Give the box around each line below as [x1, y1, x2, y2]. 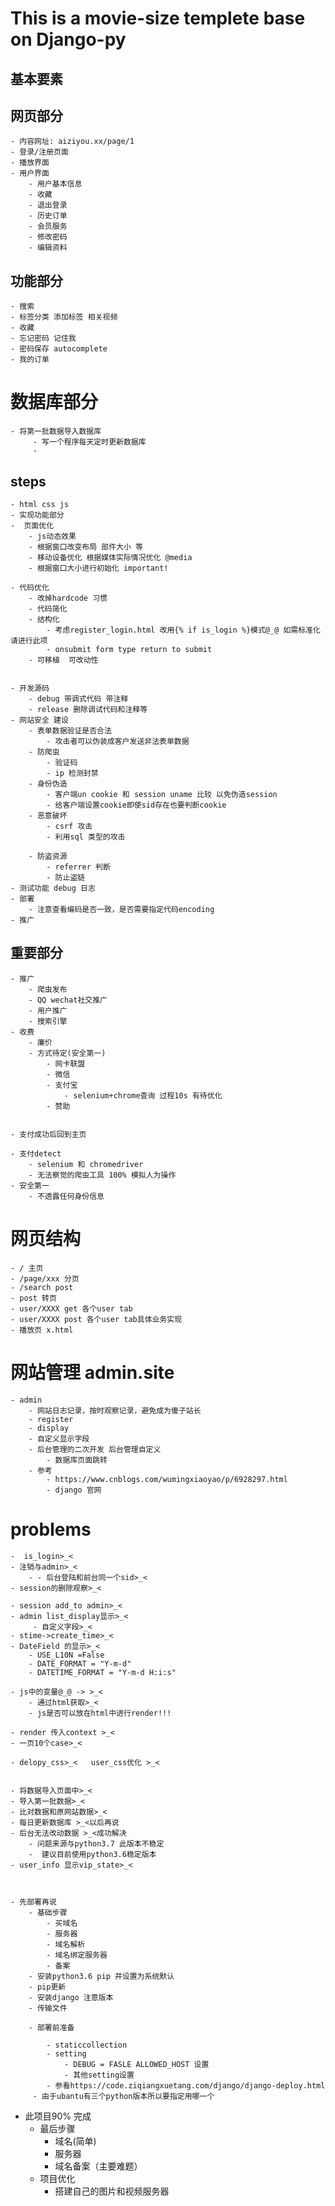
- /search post [10, 1282, 74, 1292]
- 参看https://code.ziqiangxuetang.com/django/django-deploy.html [46, 2080, 326, 2091]
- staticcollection [46, 2040, 128, 2050]
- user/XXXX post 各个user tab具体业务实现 [10, 1314, 183, 1324]
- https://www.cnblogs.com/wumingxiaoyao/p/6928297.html [46, 1474, 288, 1484]
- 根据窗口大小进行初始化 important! [28, 563, 169, 573]
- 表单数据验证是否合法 [28, 725, 112, 736]
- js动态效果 [28, 531, 77, 541]
